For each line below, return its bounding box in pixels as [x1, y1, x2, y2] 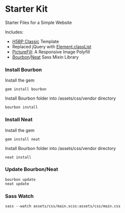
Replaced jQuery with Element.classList [12, 43, 91, 49]
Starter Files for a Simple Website [5, 20, 72, 25]
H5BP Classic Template [12, 38, 59, 44]
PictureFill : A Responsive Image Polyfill [12, 49, 90, 55]
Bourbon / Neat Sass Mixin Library [12, 54, 79, 60]
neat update [5, 181, 29, 186]
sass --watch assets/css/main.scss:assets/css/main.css [5, 204, 121, 209]
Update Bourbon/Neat [5, 166, 58, 173]
